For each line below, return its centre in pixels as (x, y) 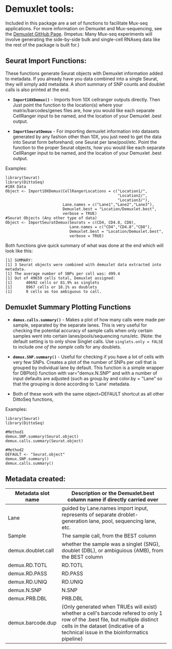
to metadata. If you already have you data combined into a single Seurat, (82, 79)
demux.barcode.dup (32, 623)
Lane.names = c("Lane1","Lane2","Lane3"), (108, 204)
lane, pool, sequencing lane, (123, 521)
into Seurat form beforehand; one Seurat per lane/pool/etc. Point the (85, 142)
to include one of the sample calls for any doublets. (67, 347)
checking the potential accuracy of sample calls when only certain (82, 330)
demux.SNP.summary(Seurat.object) (42, 436)
